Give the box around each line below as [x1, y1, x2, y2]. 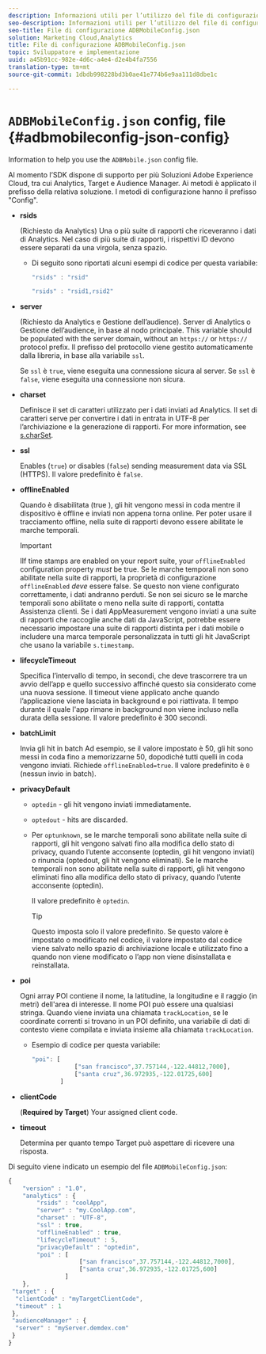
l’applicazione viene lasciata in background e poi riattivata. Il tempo [19, 696, 239, 706]
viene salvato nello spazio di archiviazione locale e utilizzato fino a [31, 944, 249, 953]
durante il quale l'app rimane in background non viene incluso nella [19, 705, 239, 714]
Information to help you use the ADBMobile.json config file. [8, 154, 199, 164]
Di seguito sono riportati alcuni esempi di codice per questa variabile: [31, 258, 258, 268]
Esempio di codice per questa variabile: [31, 1040, 161, 1050]
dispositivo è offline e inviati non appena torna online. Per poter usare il [19, 508, 252, 519]
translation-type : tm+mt [8, 63, 90, 71]
